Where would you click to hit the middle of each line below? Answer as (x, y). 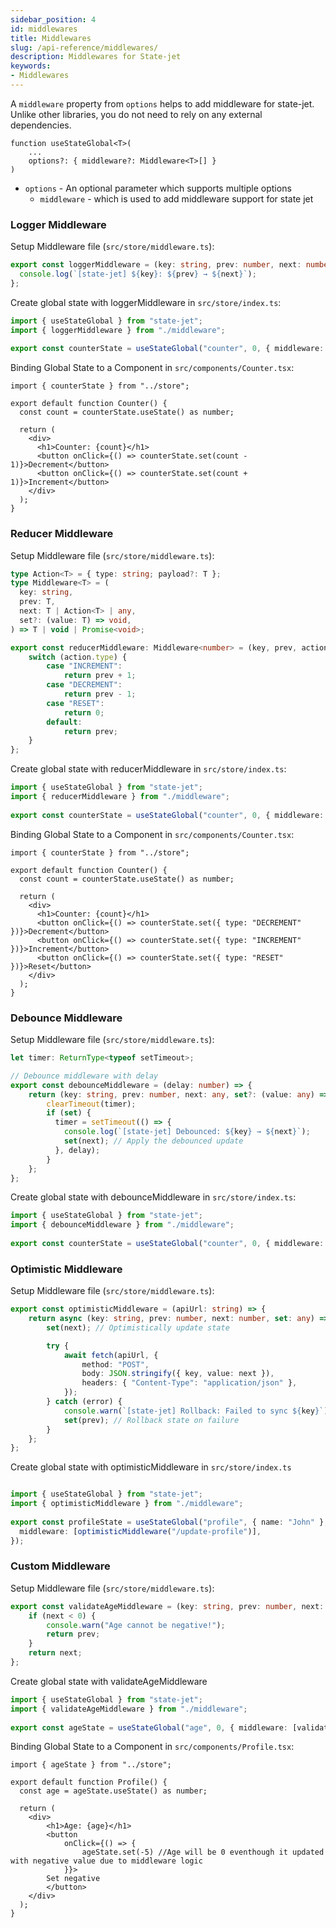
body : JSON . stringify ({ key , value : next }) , (178, 1374)
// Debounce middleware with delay (84, 1076)
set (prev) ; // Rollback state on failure (151, 1420)
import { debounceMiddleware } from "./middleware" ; (122, 1225)
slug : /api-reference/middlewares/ (84, 47)
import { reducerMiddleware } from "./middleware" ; (120, 797)
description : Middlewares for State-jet (96, 57)
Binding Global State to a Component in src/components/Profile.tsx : (152, 1747)
